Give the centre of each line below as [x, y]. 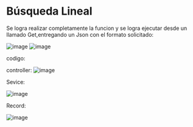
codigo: [16, 58]
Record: [16, 106]
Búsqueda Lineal [49, 11]
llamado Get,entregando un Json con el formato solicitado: [80, 34]
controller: [19, 70]
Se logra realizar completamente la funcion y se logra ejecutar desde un [97, 28]
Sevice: [16, 82]
